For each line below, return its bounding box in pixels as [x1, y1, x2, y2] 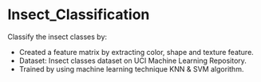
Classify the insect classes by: [7, 32, 108, 41]
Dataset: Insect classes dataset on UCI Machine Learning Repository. [18, 56, 247, 65]
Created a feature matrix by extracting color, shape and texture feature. [18, 47, 255, 57]
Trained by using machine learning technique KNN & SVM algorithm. [18, 64, 244, 73]
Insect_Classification [7, 6, 150, 24]
